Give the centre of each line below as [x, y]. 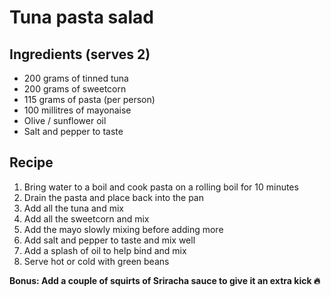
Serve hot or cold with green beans [96, 261]
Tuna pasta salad [81, 17]
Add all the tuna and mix [73, 208]
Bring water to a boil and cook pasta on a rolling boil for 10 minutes [161, 187]
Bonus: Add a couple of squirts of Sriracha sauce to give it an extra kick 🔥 [165, 280]
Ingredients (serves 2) [80, 54]
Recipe [31, 162]
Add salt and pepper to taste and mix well [109, 240]
